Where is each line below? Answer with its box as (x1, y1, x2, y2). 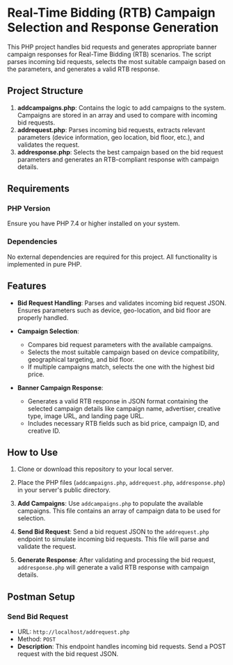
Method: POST (17, 635, 56, 643)
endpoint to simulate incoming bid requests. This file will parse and (17, 535, 209, 543)
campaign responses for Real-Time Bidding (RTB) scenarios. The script (7, 50, 211, 58)
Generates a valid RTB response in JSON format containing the (27, 396, 209, 405)
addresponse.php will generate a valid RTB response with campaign (17, 563, 209, 572)
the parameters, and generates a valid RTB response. (7, 65, 160, 73)
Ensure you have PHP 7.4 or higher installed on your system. (7, 219, 180, 227)
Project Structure (7, 85, 83, 97)
